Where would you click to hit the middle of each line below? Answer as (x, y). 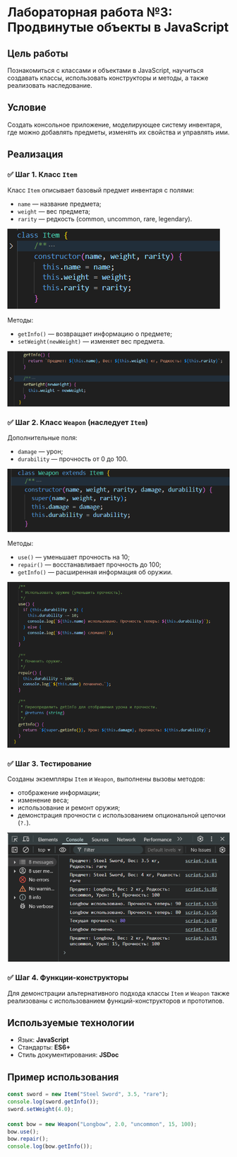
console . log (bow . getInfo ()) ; (50, 1146)
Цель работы (38, 53)
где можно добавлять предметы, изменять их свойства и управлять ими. (119, 132)
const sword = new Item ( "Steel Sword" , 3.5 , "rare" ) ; (88, 1094)
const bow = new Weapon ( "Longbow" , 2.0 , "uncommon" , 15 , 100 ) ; (102, 1124)
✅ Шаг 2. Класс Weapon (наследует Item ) (78, 422)
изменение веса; (43, 801)
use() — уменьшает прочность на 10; (74, 557)
